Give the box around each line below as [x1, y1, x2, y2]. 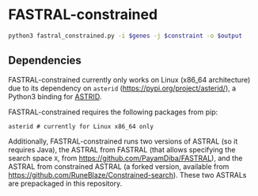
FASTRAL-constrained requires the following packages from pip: [8, 107, 218, 117]
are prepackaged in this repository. [8, 179, 123, 188]
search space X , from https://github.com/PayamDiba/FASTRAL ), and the [8, 153, 243, 163]
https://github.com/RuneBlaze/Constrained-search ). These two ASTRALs [8, 170, 247, 179]
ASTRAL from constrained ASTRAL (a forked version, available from [8, 161, 230, 171]
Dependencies [8, 54, 82, 67]
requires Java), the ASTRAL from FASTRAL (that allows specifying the [8, 144, 236, 154]
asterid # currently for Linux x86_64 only [8, 122, 154, 130]
